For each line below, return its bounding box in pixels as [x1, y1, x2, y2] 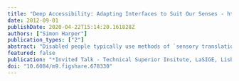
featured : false [7, 50, 55, 57]
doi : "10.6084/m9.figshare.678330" [7, 63, 113, 70]
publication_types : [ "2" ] [7, 37, 84, 44]
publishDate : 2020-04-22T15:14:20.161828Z [7, 23, 135, 30]
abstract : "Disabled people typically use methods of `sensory [7, 43, 199, 50]
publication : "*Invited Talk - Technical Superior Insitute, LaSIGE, [7, 56, 218, 63]
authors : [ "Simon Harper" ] [7, 30, 87, 37]
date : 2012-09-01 [7, 17, 59, 24]
